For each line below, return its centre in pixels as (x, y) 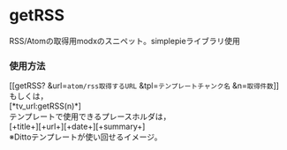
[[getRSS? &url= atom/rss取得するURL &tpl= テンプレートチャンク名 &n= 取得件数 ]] (144, 86)
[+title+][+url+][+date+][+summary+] (77, 127)
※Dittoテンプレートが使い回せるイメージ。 (86, 137)
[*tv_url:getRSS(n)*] (45, 106)
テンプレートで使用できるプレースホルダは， (90, 116)
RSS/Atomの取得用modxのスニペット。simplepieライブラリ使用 (125, 41)
